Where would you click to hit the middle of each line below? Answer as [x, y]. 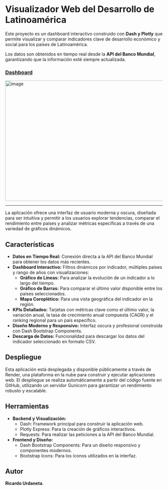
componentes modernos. [46, 450]
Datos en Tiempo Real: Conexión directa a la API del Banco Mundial [82, 257]
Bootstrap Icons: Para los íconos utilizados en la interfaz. [78, 455]
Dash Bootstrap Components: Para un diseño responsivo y [80, 445]
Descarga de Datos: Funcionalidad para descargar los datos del [78, 336]
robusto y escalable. [26, 390]
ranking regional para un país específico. [54, 320]
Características [30, 244]
